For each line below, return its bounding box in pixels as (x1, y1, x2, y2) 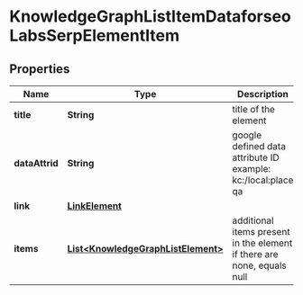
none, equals (232, 259, 287, 272)
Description (237, 88, 289, 100)
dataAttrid (14, 157, 59, 169)
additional (232, 214, 274, 227)
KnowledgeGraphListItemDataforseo (9, 6, 291, 27)
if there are (232, 248, 279, 260)
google (232, 129, 262, 141)
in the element (232, 237, 293, 249)
